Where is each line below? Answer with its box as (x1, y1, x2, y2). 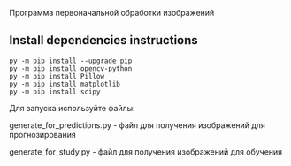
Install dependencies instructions (9, 33, 199, 48)
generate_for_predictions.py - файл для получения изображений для (9, 119, 265, 131)
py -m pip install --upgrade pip (9, 57, 133, 65)
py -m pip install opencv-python (9, 64, 133, 73)
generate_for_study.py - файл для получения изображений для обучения (9, 146, 283, 157)
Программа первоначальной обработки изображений (9, 8, 215, 18)
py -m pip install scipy (9, 87, 101, 96)
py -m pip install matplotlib (9, 79, 121, 88)
